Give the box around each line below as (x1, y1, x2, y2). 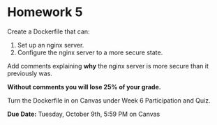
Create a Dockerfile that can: (7, 27, 90, 36)
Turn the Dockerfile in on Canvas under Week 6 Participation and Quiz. (7, 96, 211, 105)
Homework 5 (7, 4, 83, 20)
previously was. (7, 69, 52, 78)
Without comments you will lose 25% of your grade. (7, 82, 162, 91)
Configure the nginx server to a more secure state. (17, 48, 163, 57)
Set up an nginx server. (17, 41, 84, 49)
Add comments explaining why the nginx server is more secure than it (7, 61, 209, 70)
